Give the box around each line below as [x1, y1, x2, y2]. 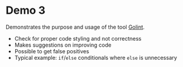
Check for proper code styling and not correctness [14, 35, 142, 42]
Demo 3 [5, 4, 46, 17]
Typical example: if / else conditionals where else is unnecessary [14, 54, 178, 61]
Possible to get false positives [14, 47, 89, 54]
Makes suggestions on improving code [14, 41, 111, 48]
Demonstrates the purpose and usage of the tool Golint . [5, 23, 145, 31]
